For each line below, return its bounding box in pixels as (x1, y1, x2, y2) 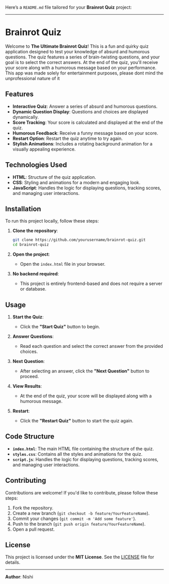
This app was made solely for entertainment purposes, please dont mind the (5, 70, 163, 76)
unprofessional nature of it (5, 75, 60, 81)
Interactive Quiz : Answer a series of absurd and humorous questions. (12, 103, 157, 109)
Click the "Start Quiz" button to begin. (20, 323, 101, 329)
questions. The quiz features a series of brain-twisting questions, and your (5, 54, 160, 60)
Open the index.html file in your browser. (20, 261, 106, 267)
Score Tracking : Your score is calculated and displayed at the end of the (12, 119, 163, 125)
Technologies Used (5, 161, 67, 169)
